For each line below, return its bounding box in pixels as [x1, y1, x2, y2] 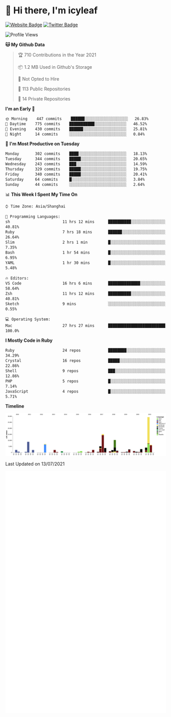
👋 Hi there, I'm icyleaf [5, 5, 98, 16]
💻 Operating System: [5, 317, 51, 322]
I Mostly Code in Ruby [5, 337, 53, 343]
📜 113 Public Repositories [17, 86, 70, 92]
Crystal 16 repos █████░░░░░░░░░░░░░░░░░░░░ [5, 358, 166, 363]
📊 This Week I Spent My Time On [5, 191, 78, 197]
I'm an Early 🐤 [5, 105, 35, 112]
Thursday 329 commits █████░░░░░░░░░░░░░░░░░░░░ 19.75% [5, 166, 147, 171]
